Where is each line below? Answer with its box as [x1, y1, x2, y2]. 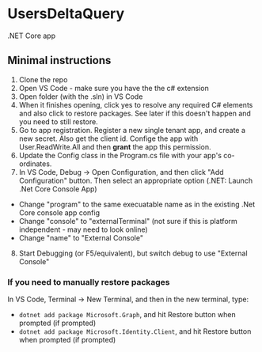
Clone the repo [18, 74, 68, 84]
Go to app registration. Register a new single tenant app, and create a [18, 125, 246, 134]
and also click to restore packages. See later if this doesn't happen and [18, 108, 251, 118]
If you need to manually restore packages [7, 276, 171, 287]
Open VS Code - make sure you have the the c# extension [18, 83, 209, 93]
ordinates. [18, 159, 52, 168]
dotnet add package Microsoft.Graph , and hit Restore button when [18, 310, 236, 320]
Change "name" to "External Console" [18, 233, 144, 242]
